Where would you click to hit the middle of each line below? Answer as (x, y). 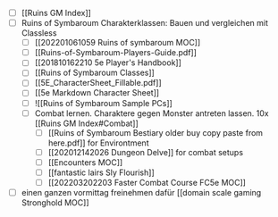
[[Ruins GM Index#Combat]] (87, 123)
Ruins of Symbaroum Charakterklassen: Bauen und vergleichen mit (145, 23)
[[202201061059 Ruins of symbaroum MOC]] (118, 43)
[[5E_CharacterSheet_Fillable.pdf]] (98, 83)
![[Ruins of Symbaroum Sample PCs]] (104, 103)
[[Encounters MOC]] (85, 162)
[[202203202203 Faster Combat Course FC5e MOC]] (147, 182)
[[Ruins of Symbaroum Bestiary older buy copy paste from (156, 132)
